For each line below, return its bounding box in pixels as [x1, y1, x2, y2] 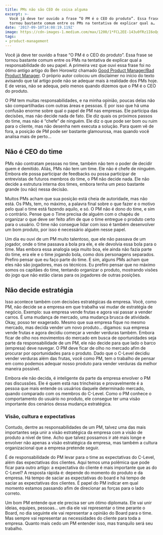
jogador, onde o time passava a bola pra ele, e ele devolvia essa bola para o [5, 241, 157, 247]
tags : [5, 34, 16, 39]
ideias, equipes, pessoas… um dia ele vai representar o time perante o [5, 505, 146, 511]
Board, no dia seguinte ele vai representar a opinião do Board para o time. [5, 510, 153, 516]
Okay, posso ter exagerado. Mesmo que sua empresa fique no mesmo [5, 320, 146, 325]
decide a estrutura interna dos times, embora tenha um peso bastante [5, 181, 145, 187]
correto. [5, 490, 21, 496]
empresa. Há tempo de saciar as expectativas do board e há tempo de [5, 475, 146, 481]
